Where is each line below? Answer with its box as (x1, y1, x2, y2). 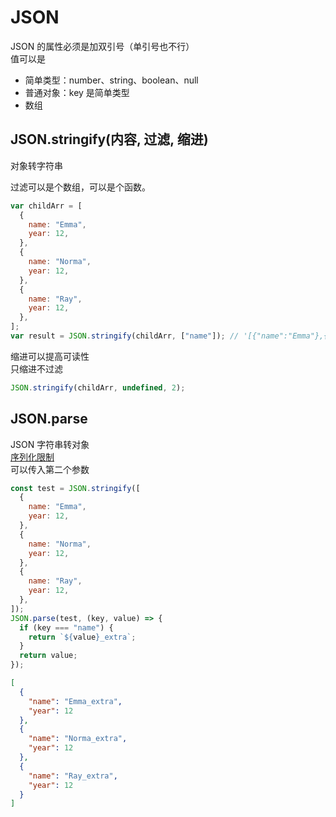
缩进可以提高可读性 (10, 350, 90, 362)
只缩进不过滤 (10, 362, 63, 375)
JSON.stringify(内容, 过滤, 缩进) (10, 131, 209, 148)
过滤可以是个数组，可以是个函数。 (10, 181, 151, 193)
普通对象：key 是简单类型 (24, 86, 130, 98)
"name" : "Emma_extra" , (28, 696, 123, 706)
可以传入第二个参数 (10, 463, 90, 475)
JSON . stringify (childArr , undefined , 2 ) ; (10, 382, 186, 393)
